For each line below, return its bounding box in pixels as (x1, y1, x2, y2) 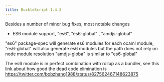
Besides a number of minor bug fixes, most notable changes (5, 21, 130, 27)
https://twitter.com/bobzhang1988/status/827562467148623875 (5, 71, 139, 77)
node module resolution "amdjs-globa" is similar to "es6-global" (5, 51, 138, 57)
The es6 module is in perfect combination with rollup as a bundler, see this (5, 60, 159, 66)
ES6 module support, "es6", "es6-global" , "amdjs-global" (12, 30, 132, 36)
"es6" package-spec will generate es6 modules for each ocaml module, (5, 40, 154, 46)
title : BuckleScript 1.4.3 (5, 7, 62, 12)
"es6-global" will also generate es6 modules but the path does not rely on (5, 45, 158, 51)
